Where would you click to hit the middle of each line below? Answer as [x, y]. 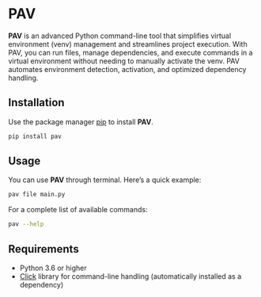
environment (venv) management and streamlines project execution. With [128, 44]
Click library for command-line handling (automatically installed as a [130, 276]
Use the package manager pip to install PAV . [81, 122]
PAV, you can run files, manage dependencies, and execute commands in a [130, 52]
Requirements [43, 249]
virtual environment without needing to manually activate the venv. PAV [124, 61]
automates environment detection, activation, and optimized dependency [127, 69]
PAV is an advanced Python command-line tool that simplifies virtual [120, 36]
